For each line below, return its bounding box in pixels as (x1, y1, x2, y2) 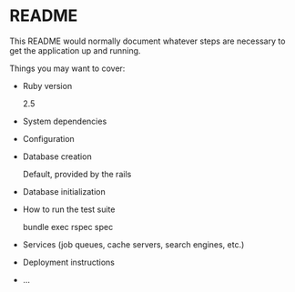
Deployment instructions (22, 257, 116, 267)
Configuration (22, 133, 75, 144)
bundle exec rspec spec (22, 221, 114, 232)
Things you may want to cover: (9, 63, 126, 74)
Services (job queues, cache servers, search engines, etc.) (22, 238, 245, 250)
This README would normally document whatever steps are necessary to (9, 35, 286, 46)
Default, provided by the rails (22, 168, 132, 179)
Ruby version (22, 80, 73, 91)
